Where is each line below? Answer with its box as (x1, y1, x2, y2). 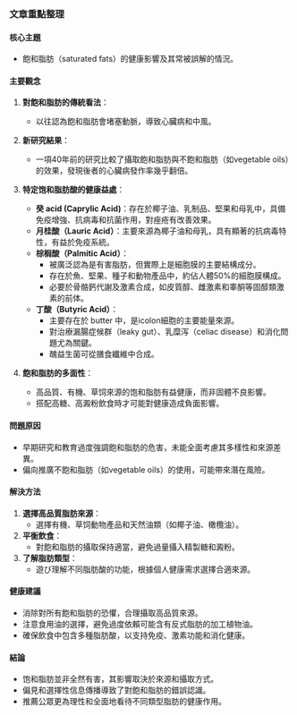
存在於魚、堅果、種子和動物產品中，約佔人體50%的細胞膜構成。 (48, 270, 286, 281)
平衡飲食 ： (21, 530, 63, 541)
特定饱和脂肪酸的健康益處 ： (21, 184, 125, 195)
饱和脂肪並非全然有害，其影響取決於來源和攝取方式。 (21, 674, 219, 685)
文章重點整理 (9, 7, 65, 20)
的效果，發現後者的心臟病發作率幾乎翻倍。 (35, 166, 193, 176)
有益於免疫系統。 (51, 237, 115, 248)
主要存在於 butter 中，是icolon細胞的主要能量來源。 (48, 315, 240, 326)
